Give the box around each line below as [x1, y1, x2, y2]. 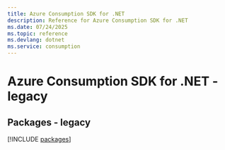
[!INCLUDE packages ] [7, 135, 71, 143]
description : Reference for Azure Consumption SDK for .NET [7, 17, 189, 24]
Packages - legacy [7, 116, 91, 128]
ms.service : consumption [7, 43, 81, 50]
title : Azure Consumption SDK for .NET [7, 10, 125, 18]
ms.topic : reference [7, 30, 69, 37]
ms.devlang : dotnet [7, 37, 65, 44]
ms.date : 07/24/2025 [7, 23, 69, 30]
